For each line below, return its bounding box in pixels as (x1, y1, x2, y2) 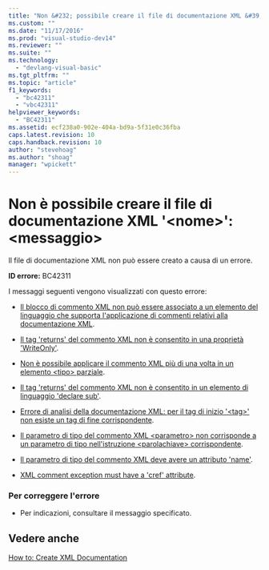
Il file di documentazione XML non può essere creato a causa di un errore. (8, 255, 253, 265)
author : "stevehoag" (8, 146, 78, 154)
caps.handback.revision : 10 (8, 138, 102, 147)
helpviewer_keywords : (8, 109, 81, 117)
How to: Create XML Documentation (8, 553, 128, 563)
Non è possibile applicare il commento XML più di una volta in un (19, 359, 235, 368)
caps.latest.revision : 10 (8, 130, 94, 138)
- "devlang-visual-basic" (15, 64, 102, 72)
